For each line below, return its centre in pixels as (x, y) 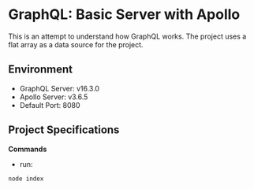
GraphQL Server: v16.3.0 (60, 88)
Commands (28, 149)
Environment (41, 70)
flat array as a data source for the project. (76, 44)
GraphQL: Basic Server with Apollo (124, 15)
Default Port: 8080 (50, 105)
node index (26, 179)
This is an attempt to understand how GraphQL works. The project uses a (127, 36)
